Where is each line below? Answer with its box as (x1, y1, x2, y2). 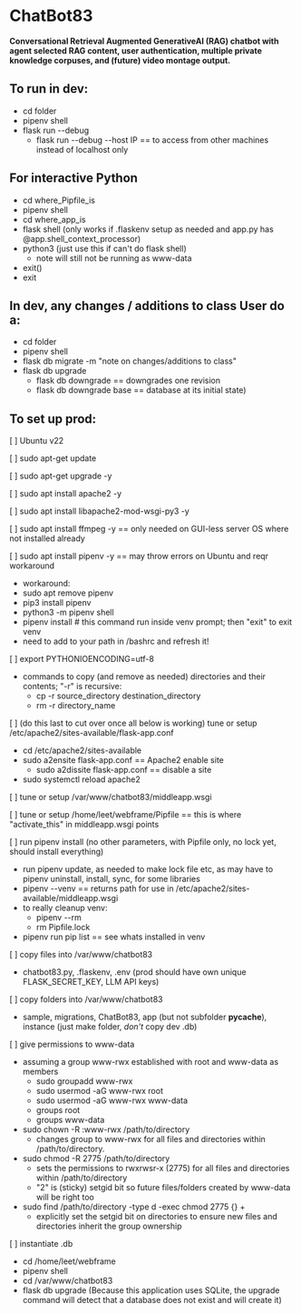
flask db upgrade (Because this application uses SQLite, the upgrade (22, 1285, 280, 1296)
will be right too (35, 1192, 95, 1203)
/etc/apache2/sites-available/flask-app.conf (9, 727, 174, 738)
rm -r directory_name (35, 700, 116, 711)
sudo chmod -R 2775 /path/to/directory (22, 1153, 170, 1164)
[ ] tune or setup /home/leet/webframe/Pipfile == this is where (9, 809, 242, 820)
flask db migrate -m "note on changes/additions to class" (22, 356, 238, 366)
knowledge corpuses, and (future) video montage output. (9, 55, 231, 65)
